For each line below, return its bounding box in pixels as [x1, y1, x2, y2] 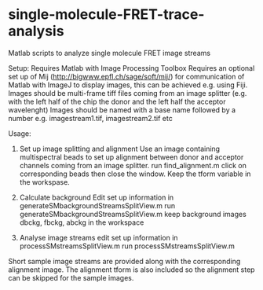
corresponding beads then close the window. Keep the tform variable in [19, 169, 251, 178]
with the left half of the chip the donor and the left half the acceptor [8, 97, 226, 106]
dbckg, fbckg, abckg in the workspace [19, 218, 144, 227]
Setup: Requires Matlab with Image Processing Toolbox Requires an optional [8, 63, 255, 72]
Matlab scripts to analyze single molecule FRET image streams [8, 48, 210, 57]
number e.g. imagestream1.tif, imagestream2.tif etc [8, 113, 173, 123]
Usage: [8, 128, 31, 138]
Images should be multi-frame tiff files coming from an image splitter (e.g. [8, 88, 247, 97]
